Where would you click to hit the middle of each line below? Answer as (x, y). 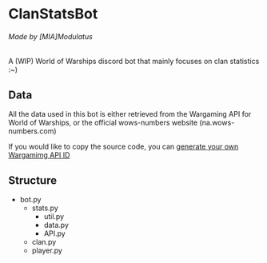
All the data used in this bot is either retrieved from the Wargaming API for (130, 114)
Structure (33, 180)
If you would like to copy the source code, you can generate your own (124, 147)
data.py (56, 225)
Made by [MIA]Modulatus (51, 36)
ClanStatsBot (53, 14)
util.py (54, 217)
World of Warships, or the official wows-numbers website (103, 123)
